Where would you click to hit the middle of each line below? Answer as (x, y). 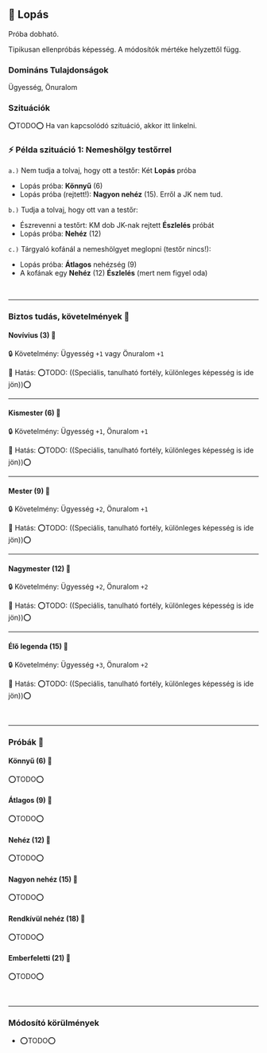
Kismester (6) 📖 (35, 413)
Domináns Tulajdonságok (58, 70)
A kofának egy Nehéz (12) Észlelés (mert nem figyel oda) (114, 272)
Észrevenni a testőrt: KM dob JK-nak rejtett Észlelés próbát (117, 225)
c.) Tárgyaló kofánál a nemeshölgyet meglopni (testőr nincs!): (110, 249)
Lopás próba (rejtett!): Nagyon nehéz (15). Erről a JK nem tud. (121, 194)
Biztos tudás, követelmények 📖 (69, 316)
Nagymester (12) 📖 (40, 568)
